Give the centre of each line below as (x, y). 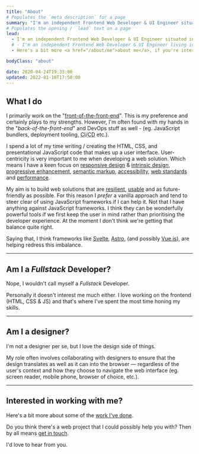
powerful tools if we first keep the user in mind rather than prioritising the (95, 215)
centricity (18, 159)
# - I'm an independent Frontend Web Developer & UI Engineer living (99, 45)
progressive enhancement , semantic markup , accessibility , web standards (97, 171)
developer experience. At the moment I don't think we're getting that (89, 221)
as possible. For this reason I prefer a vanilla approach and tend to (107, 196)
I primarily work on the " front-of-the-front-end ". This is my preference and (97, 116)
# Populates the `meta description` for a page (66, 17)
